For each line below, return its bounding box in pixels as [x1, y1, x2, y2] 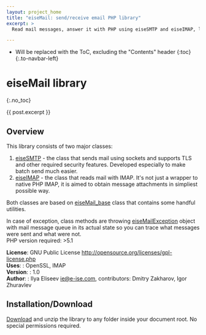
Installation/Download [6, 299, 93, 310]
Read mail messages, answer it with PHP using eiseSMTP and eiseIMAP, [12, 26, 196, 33]
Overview [6, 126, 45, 137]
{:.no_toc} [6, 96, 31, 104]
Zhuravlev [6, 282, 32, 288]
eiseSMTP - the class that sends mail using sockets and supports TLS [15, 155, 192, 161]
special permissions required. [6, 322, 81, 329]
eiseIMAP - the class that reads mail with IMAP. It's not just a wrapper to [15, 174, 198, 181]
